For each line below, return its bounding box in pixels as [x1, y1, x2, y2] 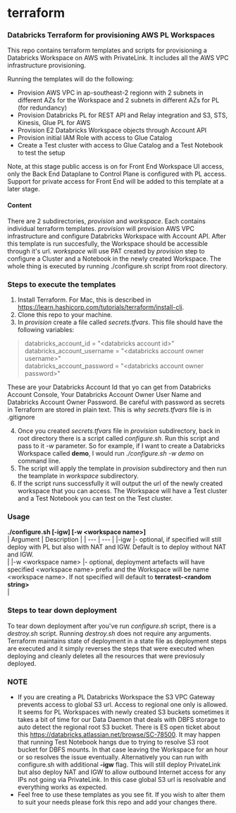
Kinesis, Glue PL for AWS [17, 119, 91, 127]
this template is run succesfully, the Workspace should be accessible [7, 239, 208, 248]
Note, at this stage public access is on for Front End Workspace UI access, [7, 162, 224, 171]
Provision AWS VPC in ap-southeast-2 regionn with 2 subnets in [17, 88, 204, 97]
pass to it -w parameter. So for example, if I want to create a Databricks [17, 441, 225, 450]
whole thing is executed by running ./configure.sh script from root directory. [7, 261, 228, 270]
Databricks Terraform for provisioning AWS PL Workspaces [7, 30, 215, 40]
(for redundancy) [17, 104, 68, 112]
